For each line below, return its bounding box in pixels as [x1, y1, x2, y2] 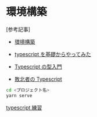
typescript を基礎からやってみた [14, 50, 91, 57]
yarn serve [6, 92, 33, 98]
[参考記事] [6, 26, 31, 33]
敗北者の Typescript [14, 75, 62, 82]
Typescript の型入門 [14, 63, 62, 70]
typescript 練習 [6, 104, 42, 111]
